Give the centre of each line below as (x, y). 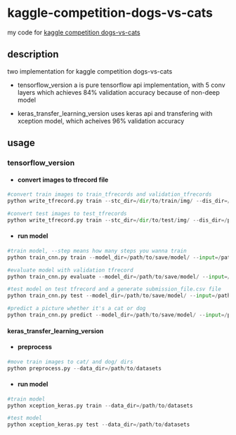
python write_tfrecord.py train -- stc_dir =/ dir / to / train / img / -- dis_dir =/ (119, 201)
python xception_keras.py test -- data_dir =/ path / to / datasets (99, 425)
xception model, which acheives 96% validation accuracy (101, 121)
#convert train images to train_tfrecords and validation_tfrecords (110, 194)
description (33, 54)
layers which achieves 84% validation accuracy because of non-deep (118, 92)
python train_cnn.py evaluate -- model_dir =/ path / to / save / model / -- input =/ (119, 276)
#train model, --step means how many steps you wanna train (97, 250)
